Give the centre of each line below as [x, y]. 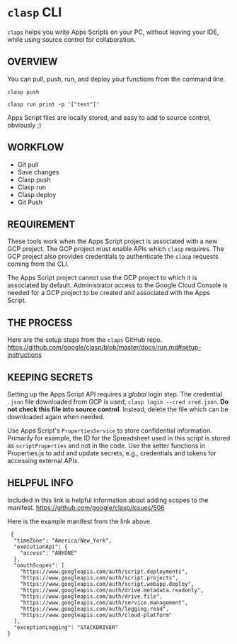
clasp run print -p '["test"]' [53, 104]
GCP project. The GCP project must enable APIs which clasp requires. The [116, 249]
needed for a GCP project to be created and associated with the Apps [109, 293]
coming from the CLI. [38, 264]
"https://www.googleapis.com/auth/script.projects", [99, 578]
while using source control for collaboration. [71, 39]
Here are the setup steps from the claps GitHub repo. [85, 340]
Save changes [38, 172]
